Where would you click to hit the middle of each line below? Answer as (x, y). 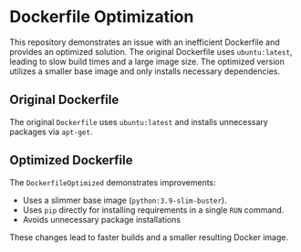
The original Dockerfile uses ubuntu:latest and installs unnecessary (139, 121)
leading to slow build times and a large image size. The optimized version (147, 61)
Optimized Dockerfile (71, 160)
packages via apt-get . (51, 131)
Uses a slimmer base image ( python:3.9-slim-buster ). (125, 200)
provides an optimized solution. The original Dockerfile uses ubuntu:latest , (151, 51)
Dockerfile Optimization (102, 17)
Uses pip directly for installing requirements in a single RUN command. (153, 210)
